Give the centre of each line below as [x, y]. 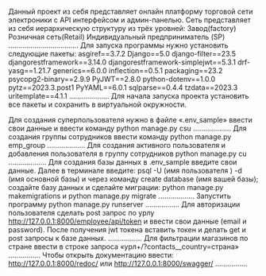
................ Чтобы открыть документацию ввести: [91, 255]
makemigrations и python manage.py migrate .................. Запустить [120, 196]
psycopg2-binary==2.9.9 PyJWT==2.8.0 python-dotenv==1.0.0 [112, 79]
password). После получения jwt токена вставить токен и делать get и [127, 229]
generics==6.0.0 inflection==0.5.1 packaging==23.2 [138, 70]
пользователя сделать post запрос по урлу [81, 213]
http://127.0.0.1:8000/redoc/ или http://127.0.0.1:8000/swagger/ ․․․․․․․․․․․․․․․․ [128, 263]
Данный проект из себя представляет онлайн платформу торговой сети [131, 12]
